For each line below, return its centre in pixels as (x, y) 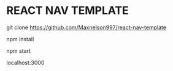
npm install (20, 39)
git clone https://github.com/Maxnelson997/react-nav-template (87, 27)
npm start (19, 51)
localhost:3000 (25, 63)
